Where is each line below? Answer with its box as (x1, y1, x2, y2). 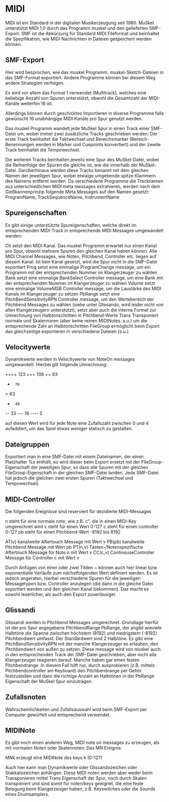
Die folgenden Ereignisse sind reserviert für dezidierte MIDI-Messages (5, 508, 152, 514)
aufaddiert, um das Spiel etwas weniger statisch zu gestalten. (5, 426, 133, 432)
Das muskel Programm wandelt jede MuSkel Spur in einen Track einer (5, 125, 150, 131)
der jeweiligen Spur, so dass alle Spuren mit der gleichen (31, 465, 148, 471)
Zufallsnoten (5, 693, 46, 702)
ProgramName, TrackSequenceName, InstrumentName (5, 194, 120, 200)
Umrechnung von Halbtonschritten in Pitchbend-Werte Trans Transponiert (5, 312, 159, 318)
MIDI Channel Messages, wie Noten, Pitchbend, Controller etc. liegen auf (5, 253, 157, 259)
